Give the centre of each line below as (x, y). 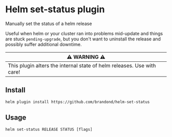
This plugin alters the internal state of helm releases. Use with (82, 65)
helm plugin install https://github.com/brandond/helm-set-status (78, 102)
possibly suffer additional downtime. (44, 44)
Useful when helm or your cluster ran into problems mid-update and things (84, 33)
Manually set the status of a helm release (49, 24)
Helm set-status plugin (55, 9)
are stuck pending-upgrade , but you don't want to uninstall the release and (83, 39)
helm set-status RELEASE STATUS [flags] (49, 129)
